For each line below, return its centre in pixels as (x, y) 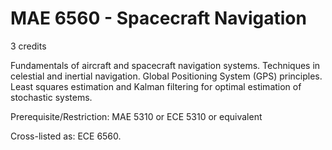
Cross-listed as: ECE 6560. (66, 136)
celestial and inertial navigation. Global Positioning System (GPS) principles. (166, 76)
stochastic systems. (51, 97)
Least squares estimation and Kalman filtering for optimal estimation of (156, 86)
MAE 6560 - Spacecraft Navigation (158, 18)
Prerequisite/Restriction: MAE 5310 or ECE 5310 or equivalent (136, 116)
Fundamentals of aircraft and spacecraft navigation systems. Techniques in (165, 65)
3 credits (28, 46)
